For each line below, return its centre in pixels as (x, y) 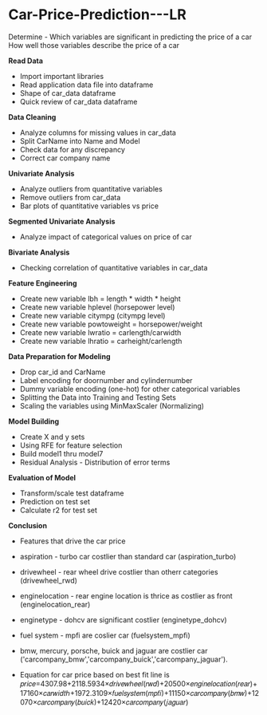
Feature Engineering (43, 283)
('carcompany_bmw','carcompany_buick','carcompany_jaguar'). (124, 659)
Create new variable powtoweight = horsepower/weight (111, 324)
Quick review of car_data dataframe (79, 101)
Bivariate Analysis (39, 252)
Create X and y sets (52, 437)
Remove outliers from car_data (70, 197)
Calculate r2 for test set (59, 510)
